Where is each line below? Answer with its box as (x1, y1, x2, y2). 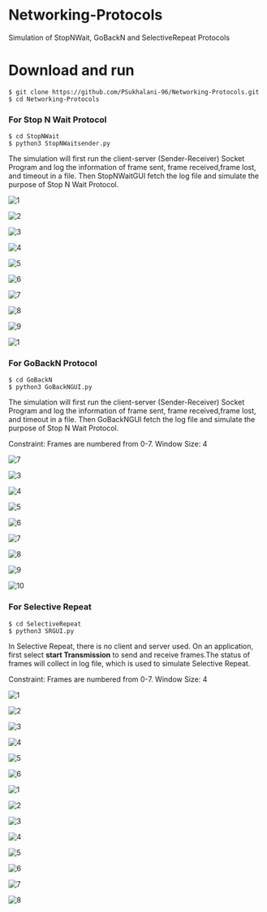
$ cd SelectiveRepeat (8, 620, 82, 628)
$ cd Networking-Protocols (8, 95, 100, 103)
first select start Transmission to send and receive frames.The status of (8, 649, 250, 660)
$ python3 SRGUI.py (8, 626, 75, 635)
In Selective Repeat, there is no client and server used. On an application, (8, 641, 254, 651)
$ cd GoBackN (8, 376, 53, 384)
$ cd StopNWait (8, 133, 60, 141)
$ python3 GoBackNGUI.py (8, 383, 93, 391)
